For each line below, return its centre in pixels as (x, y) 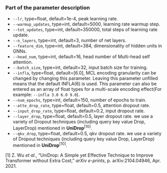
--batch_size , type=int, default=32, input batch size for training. (80, 67)
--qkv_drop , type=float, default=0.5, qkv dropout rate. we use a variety (87, 133)
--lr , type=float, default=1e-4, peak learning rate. (65, 19)
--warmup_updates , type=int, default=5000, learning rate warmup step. (86, 24)
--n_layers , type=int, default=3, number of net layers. (69, 40)
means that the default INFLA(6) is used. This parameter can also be (85, 84)
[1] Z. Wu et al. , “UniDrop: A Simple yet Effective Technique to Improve (79, 155)
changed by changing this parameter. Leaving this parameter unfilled (85, 79)
